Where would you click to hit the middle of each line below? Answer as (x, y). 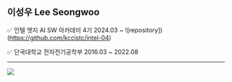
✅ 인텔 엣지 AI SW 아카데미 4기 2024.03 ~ (66, 30)
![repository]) (144, 30)
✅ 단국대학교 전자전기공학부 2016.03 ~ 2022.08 (73, 52)
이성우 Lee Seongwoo (54, 12)
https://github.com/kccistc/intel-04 (59, 38)
